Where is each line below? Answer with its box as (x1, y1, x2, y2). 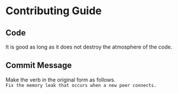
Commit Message (5, 60, 72, 70)
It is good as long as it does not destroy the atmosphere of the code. (5, 43, 173, 50)
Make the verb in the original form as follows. (5, 76, 116, 83)
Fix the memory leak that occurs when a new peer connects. (5, 82, 157, 88)
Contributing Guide (5, 4, 102, 18)
